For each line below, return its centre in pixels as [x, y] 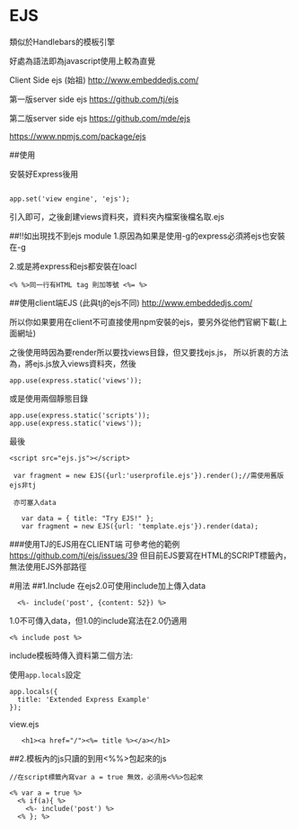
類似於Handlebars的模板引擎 [62, 41]
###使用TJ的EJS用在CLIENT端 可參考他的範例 [95, 544]
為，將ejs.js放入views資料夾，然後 [73, 363]
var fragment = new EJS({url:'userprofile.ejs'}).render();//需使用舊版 [149, 475]
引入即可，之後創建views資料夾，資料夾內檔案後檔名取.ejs [117, 216]
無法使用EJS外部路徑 [48, 566]
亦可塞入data [35, 502]
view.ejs [24, 724]
